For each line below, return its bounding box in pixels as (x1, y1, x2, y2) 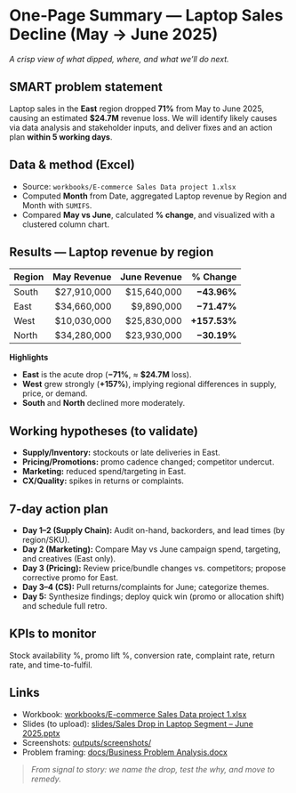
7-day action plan (9, 501, 108, 516)
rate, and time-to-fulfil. (9, 659, 93, 670)
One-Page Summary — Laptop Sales (9, 5, 284, 26)
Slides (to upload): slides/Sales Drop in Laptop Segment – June (21, 718, 253, 729)
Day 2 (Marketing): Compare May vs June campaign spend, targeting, (21, 544, 282, 554)
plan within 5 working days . (9, 131, 113, 142)
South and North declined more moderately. (21, 398, 185, 409)
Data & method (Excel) (9, 158, 135, 173)
